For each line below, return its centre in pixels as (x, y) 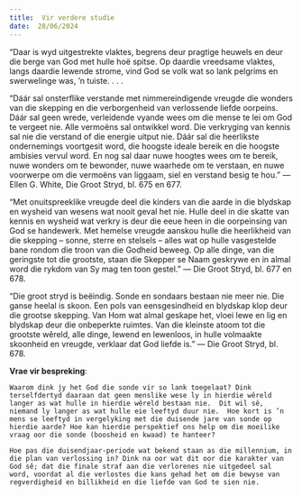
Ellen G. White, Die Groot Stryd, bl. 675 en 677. (96, 184)
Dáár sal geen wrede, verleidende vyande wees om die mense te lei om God (151, 117)
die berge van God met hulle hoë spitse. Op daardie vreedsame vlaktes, (142, 61)
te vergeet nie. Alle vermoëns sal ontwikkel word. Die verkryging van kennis (150, 126)
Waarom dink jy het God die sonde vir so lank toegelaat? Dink (131, 387)
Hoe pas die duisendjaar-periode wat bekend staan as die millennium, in (151, 450)
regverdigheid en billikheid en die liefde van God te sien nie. (134, 482)
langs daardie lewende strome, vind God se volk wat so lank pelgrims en (144, 71)
